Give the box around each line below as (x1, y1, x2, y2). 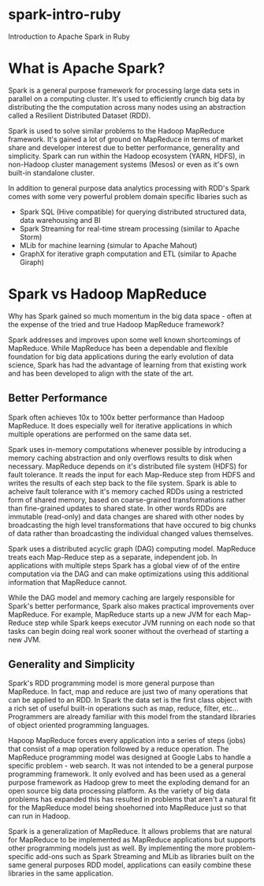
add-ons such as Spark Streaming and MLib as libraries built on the (35, 852, 255, 861)
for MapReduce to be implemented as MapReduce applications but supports (8, 835, 256, 845)
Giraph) (19, 257, 45, 266)
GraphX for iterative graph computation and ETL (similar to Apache (19, 249, 237, 258)
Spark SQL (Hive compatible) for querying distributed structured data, (19, 207, 247, 217)
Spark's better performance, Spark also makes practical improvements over (8, 601, 255, 610)
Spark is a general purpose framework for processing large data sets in (8, 85, 240, 95)
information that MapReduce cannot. (8, 577, 128, 586)
